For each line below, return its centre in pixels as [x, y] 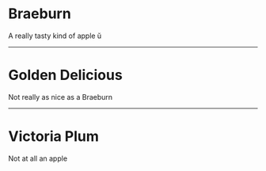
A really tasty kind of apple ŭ [55, 36]
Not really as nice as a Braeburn [61, 97]
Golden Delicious [65, 75]
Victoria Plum [53, 137]
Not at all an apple [38, 158]
